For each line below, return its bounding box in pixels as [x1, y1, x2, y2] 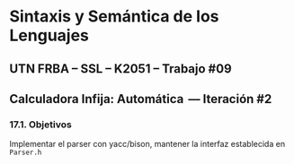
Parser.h [9, 148, 42, 158]
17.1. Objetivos [9, 118, 72, 131]
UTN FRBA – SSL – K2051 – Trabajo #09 [9, 61, 232, 76]
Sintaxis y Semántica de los [9, 6, 219, 27]
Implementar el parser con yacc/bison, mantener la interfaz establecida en [9, 139, 286, 150]
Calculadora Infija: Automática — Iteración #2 [9, 91, 272, 107]
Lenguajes [9, 25, 90, 46]
